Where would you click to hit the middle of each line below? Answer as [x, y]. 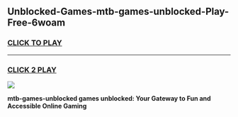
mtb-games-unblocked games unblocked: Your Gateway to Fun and [109, 98]
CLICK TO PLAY [35, 43]
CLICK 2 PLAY [32, 69]
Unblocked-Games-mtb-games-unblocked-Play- [118, 12]
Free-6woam [36, 23]
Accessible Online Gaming [47, 106]
